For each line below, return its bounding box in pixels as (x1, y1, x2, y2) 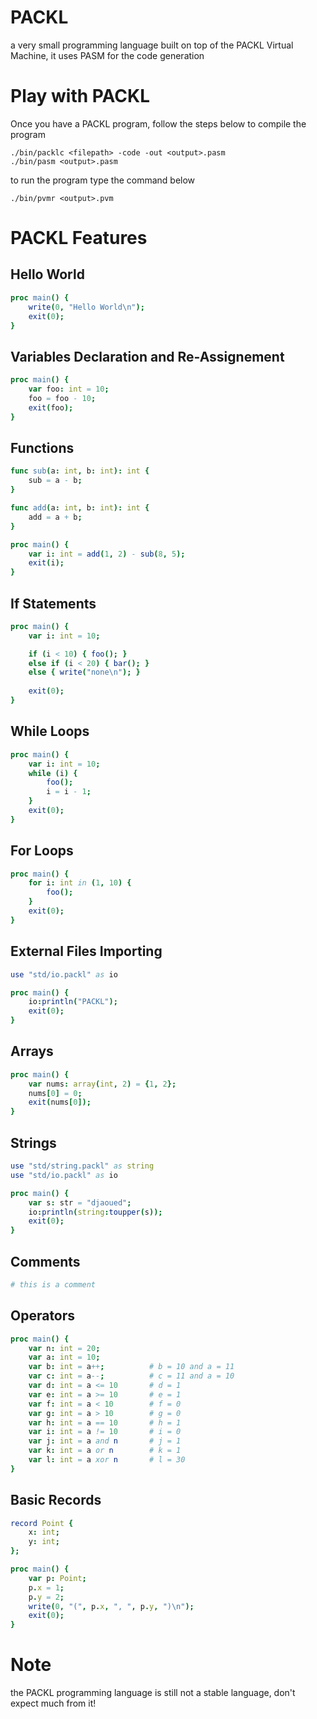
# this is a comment (10, 1279, 97, 1290)
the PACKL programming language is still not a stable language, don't (10, 1687, 296, 1699)
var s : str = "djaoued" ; (28, 1197, 132, 1208)
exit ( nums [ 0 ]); (28, 1097, 92, 1108)
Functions (10, 439, 75, 456)
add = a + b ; (28, 512, 83, 522)
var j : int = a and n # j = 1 (28, 1436, 182, 1446)
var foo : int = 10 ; (28, 384, 110, 395)
